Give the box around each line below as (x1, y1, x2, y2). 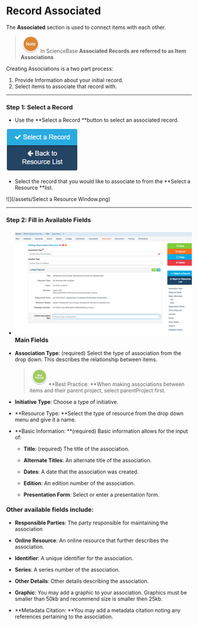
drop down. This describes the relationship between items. (14, 356, 158, 363)
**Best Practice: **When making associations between (48, 380, 185, 388)
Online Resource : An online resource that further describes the (14, 537, 169, 544)
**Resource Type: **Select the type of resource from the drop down (14, 410, 184, 417)
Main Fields (14, 336, 49, 344)
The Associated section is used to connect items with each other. (6, 24, 166, 31)
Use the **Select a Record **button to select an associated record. (14, 116, 179, 124)
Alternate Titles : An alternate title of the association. (23, 456, 152, 463)
